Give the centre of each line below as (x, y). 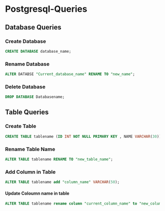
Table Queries (27, 112)
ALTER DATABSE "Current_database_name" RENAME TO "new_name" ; (70, 74)
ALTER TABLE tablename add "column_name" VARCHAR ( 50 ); (62, 182)
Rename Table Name (30, 149)
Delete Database (25, 87)
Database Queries (33, 27)
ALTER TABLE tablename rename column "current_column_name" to (71, 204)
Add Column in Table (30, 172)
